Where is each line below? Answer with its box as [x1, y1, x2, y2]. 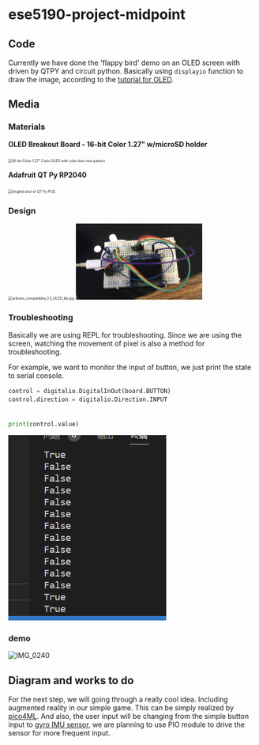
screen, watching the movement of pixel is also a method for [8, 338, 205, 348]
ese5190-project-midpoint [8, 6, 186, 24]
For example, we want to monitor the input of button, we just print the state [8, 362, 252, 372]
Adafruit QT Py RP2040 [8, 170, 87, 180]
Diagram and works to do [8, 674, 134, 687]
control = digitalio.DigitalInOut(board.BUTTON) [8, 387, 171, 395]
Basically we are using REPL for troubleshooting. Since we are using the [8, 330, 242, 339]
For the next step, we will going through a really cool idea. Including [8, 694, 229, 705]
